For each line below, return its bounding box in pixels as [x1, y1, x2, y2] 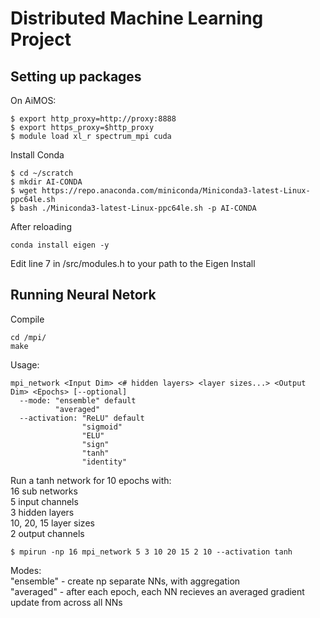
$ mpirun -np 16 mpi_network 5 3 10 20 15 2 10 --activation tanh [10, 547, 293, 557]
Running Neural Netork [10, 287, 157, 304]
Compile [10, 313, 45, 325]
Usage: [10, 358, 40, 371]
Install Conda [10, 149, 65, 161]
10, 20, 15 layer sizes [10, 517, 95, 529]
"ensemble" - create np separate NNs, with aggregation [10, 575, 241, 587]
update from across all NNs [10, 596, 123, 608]
